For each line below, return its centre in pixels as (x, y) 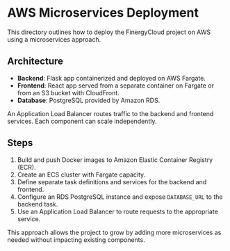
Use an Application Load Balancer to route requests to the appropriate (118, 211)
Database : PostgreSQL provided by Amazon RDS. (89, 100)
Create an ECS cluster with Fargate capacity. (81, 175)
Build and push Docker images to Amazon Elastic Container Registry (115, 160)
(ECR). (26, 167)
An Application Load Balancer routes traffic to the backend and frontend (110, 113)
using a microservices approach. (54, 39)
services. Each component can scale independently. (82, 121)
